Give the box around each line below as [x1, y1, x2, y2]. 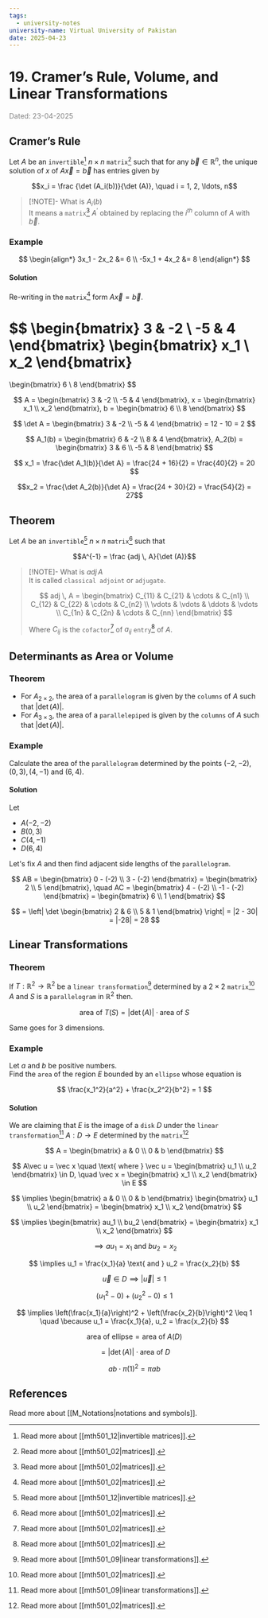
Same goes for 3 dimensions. [9, 1023, 106, 1033]
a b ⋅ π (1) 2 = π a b [107, 1363, 161, 1373]
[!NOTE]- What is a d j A [28, 566, 103, 577]
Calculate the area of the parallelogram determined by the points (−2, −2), [9, 758, 252, 768]
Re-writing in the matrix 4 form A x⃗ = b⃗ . [9, 290, 144, 301]
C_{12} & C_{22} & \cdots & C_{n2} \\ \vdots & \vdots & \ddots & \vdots [30, 599, 258, 609]
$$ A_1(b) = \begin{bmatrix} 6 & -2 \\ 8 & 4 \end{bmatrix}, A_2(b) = [25, 434, 243, 444]
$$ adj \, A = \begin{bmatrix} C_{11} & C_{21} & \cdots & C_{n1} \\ [39, 590, 250, 601]
